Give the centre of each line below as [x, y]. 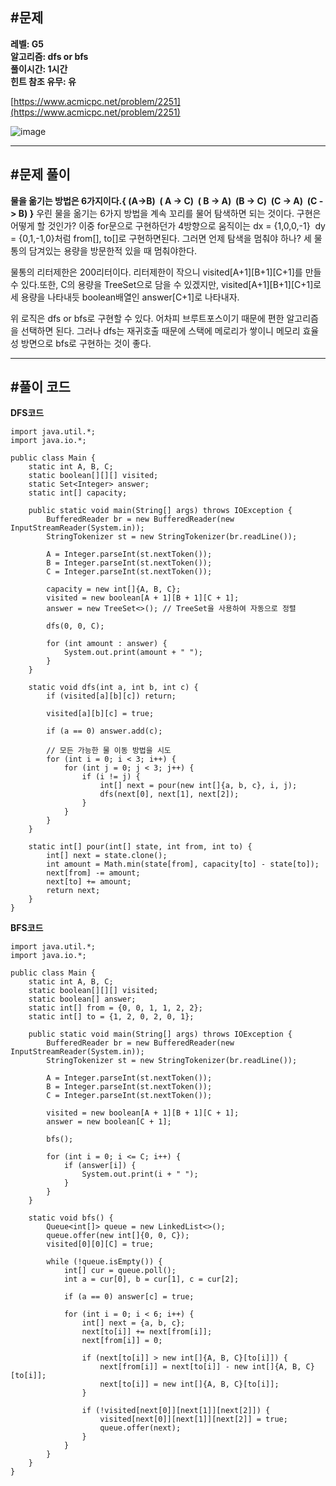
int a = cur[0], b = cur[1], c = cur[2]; [151, 1279]
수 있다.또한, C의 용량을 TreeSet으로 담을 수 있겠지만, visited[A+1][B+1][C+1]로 [166, 284]
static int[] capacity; [78, 493]
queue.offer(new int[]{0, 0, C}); [118, 1236]
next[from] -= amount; [93, 873]
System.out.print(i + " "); [140, 1174]
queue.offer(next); [140, 1428]
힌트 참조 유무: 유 [43, 81]
